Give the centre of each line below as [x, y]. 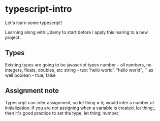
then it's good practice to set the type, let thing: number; [62, 113]
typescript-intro [39, 9]
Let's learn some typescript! [34, 23]
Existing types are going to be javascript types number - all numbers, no [78, 64]
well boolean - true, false [30, 75]
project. [13, 37]
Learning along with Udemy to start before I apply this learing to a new [77, 32]
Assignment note [32, 91]
